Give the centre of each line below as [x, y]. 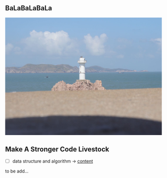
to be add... [17, 171]
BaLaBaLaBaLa [29, 8]
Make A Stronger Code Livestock [57, 149]
